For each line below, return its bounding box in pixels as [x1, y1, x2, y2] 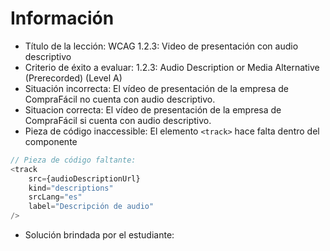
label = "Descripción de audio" [28, 202, 155, 212]
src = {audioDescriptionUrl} [28, 173, 141, 184]
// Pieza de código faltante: [10, 155, 137, 165]
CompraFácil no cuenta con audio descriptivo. [24, 93, 216, 105]
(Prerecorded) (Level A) [24, 72, 123, 84]
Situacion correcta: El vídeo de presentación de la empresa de [24, 103, 282, 116]
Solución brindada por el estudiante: [24, 229, 175, 241]
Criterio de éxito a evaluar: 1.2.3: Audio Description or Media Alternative [24, 61, 320, 73]
